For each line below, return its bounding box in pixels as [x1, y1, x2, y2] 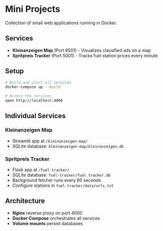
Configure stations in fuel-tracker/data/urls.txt [12, 183, 114, 188]
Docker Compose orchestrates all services [12, 215, 100, 221]
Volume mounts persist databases [12, 220, 83, 226]
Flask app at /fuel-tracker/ [12, 167, 70, 173]
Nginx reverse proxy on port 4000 [12, 210, 82, 216]
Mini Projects [5, 3, 60, 15]
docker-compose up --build [5, 85, 61, 90]
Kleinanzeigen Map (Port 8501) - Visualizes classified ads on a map [12, 47, 151, 53]
